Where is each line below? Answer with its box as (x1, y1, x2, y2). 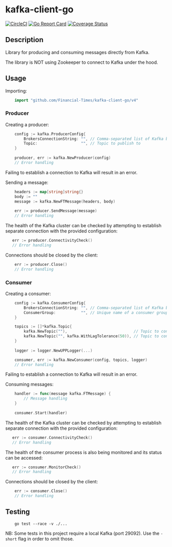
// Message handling (24, 396, 68, 402)
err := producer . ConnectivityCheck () (12, 238, 93, 243)
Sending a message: (5, 179, 49, 186)
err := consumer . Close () (14, 488, 68, 494)
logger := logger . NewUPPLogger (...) (14, 348, 93, 353)
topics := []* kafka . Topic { (14, 324, 72, 330)
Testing (5, 507, 30, 516)
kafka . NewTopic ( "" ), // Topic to (24, 329, 159, 334)
